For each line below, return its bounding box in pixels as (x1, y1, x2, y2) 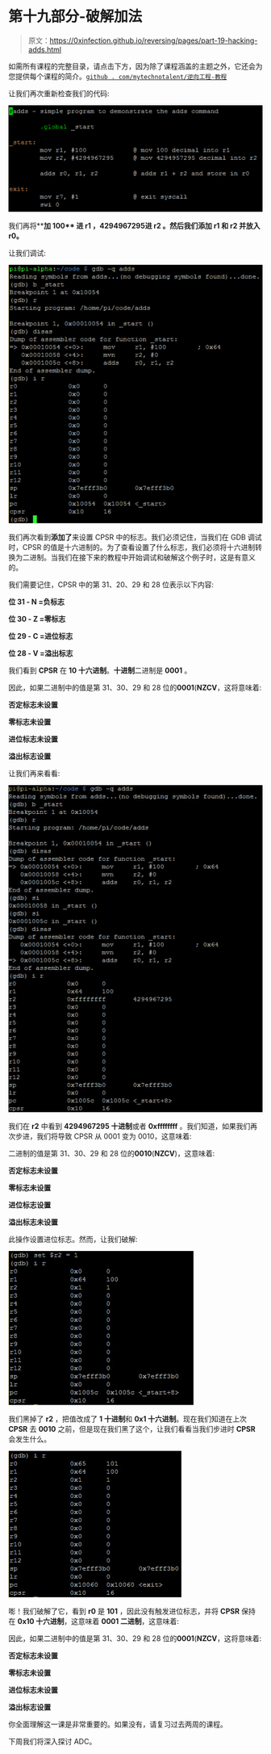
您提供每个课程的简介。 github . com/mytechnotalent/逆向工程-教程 (8, 71, 227, 81)
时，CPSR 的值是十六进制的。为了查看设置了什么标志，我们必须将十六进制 (8, 543, 256, 552)
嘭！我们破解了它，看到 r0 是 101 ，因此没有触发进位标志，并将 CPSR (8, 1606, 240, 1616)
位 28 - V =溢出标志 (8, 648, 73, 658)
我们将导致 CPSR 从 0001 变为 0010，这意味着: (35, 1131, 192, 1141)
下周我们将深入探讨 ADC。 (8, 1737, 97, 1747)
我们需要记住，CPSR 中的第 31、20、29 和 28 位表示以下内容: (8, 580, 215, 590)
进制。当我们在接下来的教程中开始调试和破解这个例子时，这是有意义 (29, 552, 256, 562)
